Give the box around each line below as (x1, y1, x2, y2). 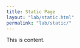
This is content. (6, 37, 45, 44)
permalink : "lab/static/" (6, 20, 72, 26)
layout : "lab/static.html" (6, 14, 75, 20)
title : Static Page (6, 8, 56, 15)
